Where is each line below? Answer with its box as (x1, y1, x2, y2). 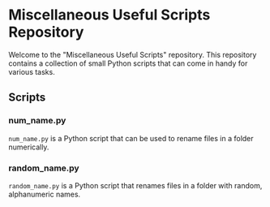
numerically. (8, 142, 49, 152)
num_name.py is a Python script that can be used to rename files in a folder (8, 133, 254, 143)
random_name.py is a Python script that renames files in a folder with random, (8, 180, 263, 190)
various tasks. (8, 67, 55, 76)
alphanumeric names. (8, 189, 81, 199)
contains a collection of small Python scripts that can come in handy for (8, 58, 248, 68)
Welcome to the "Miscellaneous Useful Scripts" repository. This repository (8, 50, 257, 59)
